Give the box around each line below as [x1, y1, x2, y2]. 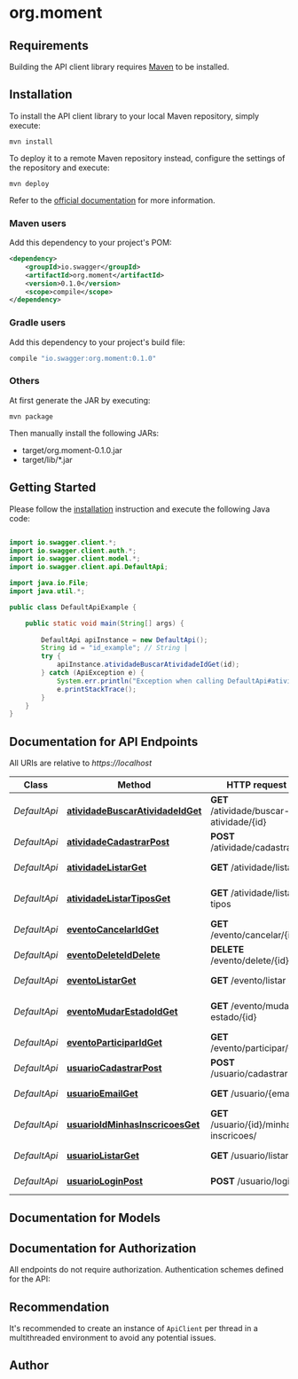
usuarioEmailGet [66, 1087, 139, 1100]
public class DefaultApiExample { [9, 602, 137, 612]
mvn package [9, 411, 53, 421]
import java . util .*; [9, 587, 86, 596]
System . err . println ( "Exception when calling [56, 677, 224, 686]
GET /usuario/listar [209, 1149, 289, 1162]
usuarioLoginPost [66, 1175, 144, 1187]
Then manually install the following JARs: [9, 427, 160, 438]
